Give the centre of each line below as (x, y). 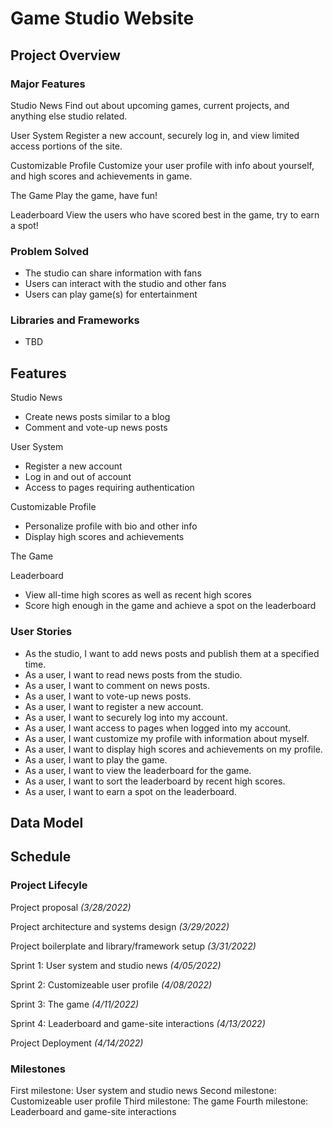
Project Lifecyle (49, 885)
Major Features (48, 84)
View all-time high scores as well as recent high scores (138, 595)
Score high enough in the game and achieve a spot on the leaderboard (170, 606)
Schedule (41, 857)
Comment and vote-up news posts (96, 428)
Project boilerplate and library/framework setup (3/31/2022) (133, 946)
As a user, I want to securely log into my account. (126, 717)
